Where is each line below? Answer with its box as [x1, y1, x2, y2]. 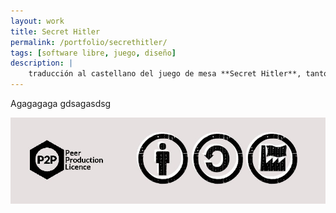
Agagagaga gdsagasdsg [10, 98, 112, 109]
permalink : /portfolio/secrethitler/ [10, 37, 168, 47]
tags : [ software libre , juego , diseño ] [10, 48, 177, 58]
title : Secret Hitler [10, 26, 101, 37]
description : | [10, 58, 74, 69]
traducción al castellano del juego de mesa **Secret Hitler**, [28, 69, 302, 79]
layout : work [10, 16, 65, 26]
